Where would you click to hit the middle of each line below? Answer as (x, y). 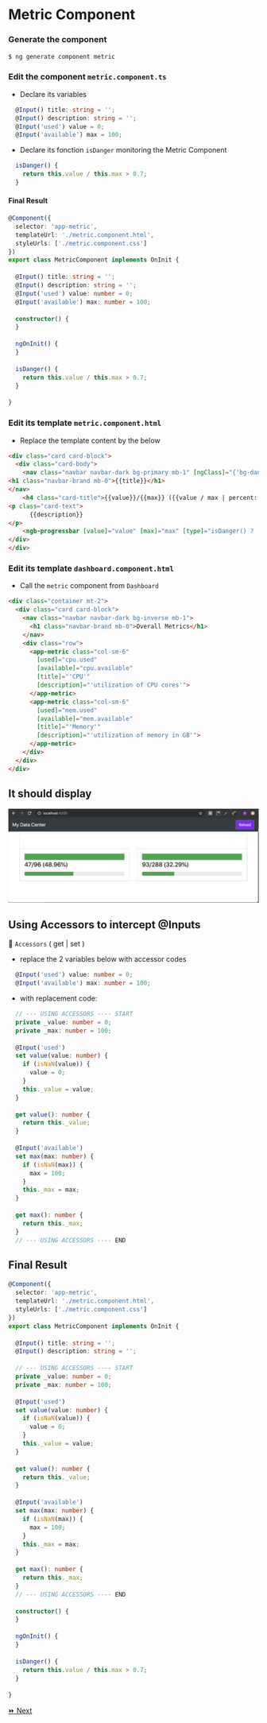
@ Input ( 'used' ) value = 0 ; (60, 126)
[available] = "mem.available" (85, 718)
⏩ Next (20, 1711)
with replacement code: (58, 998)
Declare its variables (53, 94)
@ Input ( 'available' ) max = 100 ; (69, 135)
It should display (50, 794)
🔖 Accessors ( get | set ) (46, 944)
